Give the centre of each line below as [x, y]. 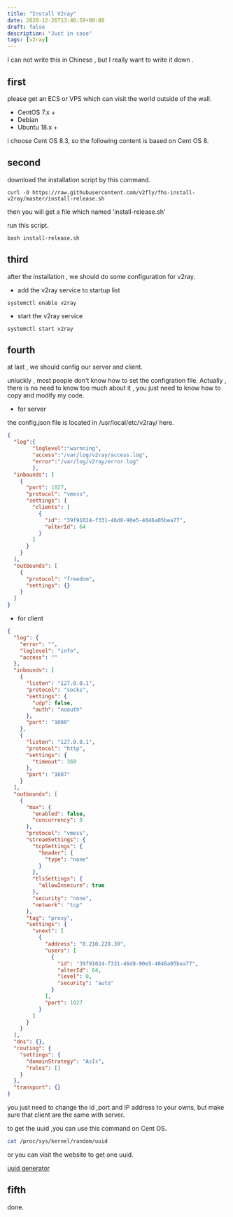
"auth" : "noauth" [57, 709]
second [24, 163]
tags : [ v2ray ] [28, 40]
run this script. [28, 225]
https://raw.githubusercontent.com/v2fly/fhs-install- [114, 192]
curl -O [19, 192]
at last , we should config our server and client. [75, 367]
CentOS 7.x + [36, 112]
